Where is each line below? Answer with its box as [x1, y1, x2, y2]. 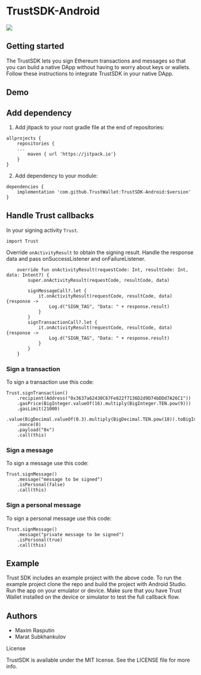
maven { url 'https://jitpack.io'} [28, 151, 117, 157]
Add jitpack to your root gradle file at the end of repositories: [14, 123, 165, 130]
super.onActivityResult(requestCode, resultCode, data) [28, 277, 170, 283]
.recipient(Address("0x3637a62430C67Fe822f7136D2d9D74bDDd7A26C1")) [17, 396, 191, 402]
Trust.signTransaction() [6, 390, 68, 396]
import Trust [6, 238, 39, 244]
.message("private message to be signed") [17, 531, 124, 537]
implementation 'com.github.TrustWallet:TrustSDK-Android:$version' [17, 189, 191, 195]
